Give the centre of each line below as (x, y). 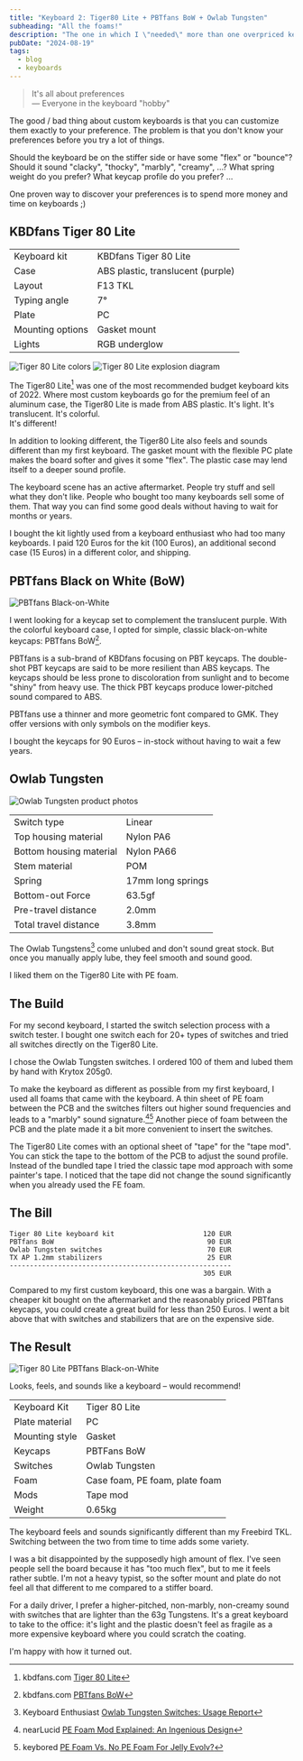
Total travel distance (57, 924)
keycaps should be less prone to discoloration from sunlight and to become (150, 677)
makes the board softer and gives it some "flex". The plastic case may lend (148, 460)
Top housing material (59, 837)
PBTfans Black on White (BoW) (97, 581)
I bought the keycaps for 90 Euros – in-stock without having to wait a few (145, 741)
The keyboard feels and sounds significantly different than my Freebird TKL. (151, 1532)
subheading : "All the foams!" (66, 26)
